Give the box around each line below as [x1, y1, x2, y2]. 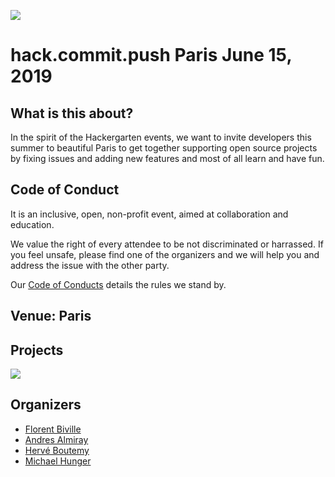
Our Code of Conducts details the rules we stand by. [10, 278, 227, 290]
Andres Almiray [24, 433, 89, 445]
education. [10, 218, 55, 230]
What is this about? [10, 105, 134, 122]
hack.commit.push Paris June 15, [10, 44, 292, 67]
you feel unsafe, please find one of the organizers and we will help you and [10, 248, 320, 260]
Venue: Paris [10, 308, 92, 325]
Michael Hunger [24, 455, 92, 467]
